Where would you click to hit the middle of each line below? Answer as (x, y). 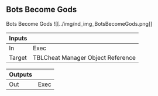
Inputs (18, 38)
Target (18, 57)
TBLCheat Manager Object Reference (85, 57)
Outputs (20, 74)
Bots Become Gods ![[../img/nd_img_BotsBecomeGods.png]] (79, 23)
